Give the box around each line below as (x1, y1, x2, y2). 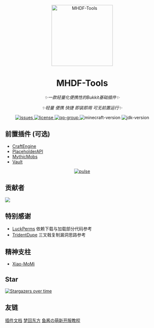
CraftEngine (12, 143, 37, 149)
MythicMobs (12, 153, 38, 159)
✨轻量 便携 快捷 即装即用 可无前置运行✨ (42, 105, 123, 110)
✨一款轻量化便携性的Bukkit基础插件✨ (44, 94, 120, 100)
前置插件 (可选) (5, 130, 50, 138)
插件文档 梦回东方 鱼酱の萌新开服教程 (5, 317, 81, 323)
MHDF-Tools (56, 78, 109, 89)
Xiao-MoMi (12, 261, 35, 267)
